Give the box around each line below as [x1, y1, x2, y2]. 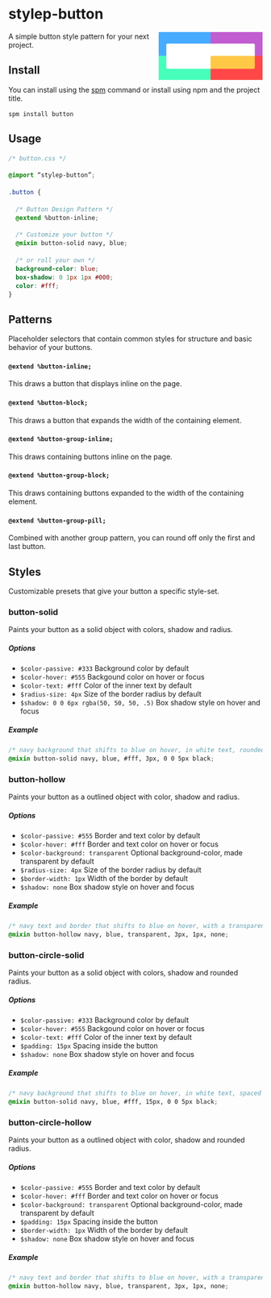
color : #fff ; [15, 281, 60, 290]
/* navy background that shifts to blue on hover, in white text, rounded [8, 747, 265, 755]
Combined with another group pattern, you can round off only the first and [8, 533, 256, 543]
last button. [8, 542, 46, 551]
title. [8, 94, 23, 103]
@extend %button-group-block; [8, 472, 110, 480]
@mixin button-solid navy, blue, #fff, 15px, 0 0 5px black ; [8, 1098, 219, 1106]
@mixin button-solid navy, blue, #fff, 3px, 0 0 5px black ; [8, 755, 215, 763]
